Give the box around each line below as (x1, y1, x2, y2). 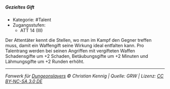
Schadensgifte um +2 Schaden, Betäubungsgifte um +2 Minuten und (5, 53, 148, 59)
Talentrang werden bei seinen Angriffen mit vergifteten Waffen (5, 48, 136, 54)
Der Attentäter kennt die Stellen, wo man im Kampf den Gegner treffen (5, 37, 152, 43)
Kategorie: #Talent (12, 17, 52, 23)
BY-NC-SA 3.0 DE (5, 78, 43, 84)
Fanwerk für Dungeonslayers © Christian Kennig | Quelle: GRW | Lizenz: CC (5, 73, 164, 79)
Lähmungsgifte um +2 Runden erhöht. (5, 58, 84, 64)
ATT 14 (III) (20, 27, 43, 33)
